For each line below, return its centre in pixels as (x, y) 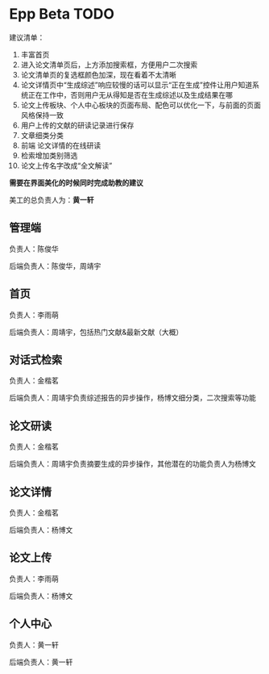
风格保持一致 (42, 115)
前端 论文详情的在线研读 (61, 145)
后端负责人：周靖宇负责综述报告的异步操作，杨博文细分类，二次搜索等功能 (132, 398)
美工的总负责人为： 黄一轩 (52, 199)
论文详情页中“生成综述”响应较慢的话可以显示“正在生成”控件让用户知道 (137, 85)
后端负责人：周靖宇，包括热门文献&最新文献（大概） (96, 332)
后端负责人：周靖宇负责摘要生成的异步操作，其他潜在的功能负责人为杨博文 (132, 464)
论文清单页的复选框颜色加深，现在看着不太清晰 (98, 74)
